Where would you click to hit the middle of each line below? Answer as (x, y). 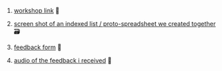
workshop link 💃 (37, 11)
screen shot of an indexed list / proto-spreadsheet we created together (114, 24)
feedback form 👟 (38, 47)
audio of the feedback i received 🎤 (63, 60)
